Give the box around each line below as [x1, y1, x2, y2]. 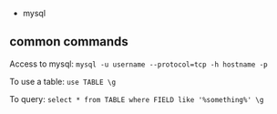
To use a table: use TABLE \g [9, 76, 117, 87]
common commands [9, 34, 129, 49]
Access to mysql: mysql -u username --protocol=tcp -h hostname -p [9, 58, 269, 69]
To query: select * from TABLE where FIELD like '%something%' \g [9, 93, 264, 104]
